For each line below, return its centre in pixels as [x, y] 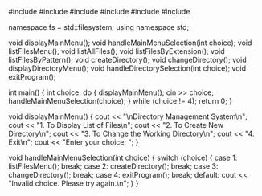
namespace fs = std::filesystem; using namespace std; [99, 27]
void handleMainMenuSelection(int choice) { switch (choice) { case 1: [123, 157]
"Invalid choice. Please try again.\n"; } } [74, 183]
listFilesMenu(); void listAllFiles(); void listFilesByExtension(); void [117, 51]
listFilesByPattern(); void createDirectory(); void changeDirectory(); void [127, 60]
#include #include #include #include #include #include [99, 12]
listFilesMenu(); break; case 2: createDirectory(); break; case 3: [113, 166]
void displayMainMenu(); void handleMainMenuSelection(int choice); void [130, 43]
